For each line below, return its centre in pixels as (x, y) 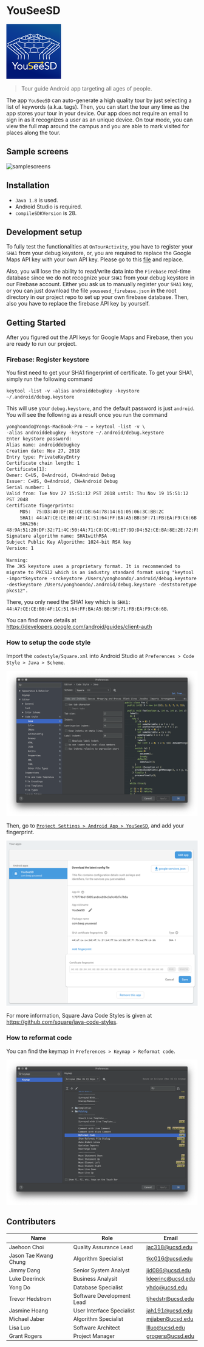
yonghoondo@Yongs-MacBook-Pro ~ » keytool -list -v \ (76, 427)
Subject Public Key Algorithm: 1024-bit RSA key (69, 542)
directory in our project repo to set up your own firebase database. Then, (98, 297)
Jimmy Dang (25, 1270)
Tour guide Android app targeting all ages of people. (87, 88)
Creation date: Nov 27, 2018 (43, 451)
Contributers (31, 1222)
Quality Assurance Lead (103, 1247)
